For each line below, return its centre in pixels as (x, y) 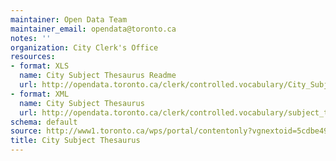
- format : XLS (40, 66)
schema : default (44, 122)
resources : (33, 57)
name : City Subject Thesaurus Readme (98, 76)
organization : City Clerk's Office (84, 47)
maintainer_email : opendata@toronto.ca (93, 29)
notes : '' (31, 38)
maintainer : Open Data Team (69, 19)
